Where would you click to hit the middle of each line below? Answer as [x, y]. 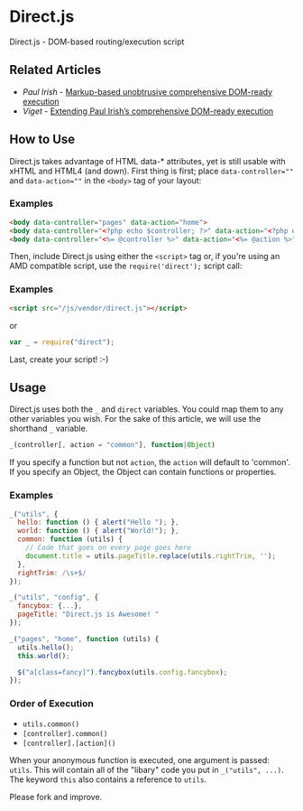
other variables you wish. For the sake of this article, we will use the [135, 419]
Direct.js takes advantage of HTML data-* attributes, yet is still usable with [147, 161]
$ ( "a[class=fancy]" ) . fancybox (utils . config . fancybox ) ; [123, 672]
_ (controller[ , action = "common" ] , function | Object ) [113, 445]
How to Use [42, 140]
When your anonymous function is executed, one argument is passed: [140, 760]
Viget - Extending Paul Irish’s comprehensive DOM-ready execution [148, 111]
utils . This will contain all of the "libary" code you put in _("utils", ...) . [147, 769]
